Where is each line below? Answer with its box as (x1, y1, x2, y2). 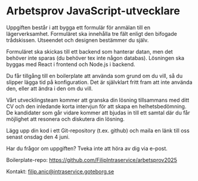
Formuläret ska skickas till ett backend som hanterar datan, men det (6, 48, 173, 55)
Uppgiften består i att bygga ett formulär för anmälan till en (6, 24, 151, 31)
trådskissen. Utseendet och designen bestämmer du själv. (6, 36, 149, 43)
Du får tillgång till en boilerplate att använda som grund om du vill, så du (6, 72, 183, 79)
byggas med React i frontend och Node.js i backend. (6, 61, 135, 68)
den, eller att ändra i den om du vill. (6, 85, 93, 92)
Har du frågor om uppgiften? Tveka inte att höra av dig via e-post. (6, 145, 168, 152)
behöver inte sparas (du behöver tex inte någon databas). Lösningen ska (6, 54, 185, 61)
